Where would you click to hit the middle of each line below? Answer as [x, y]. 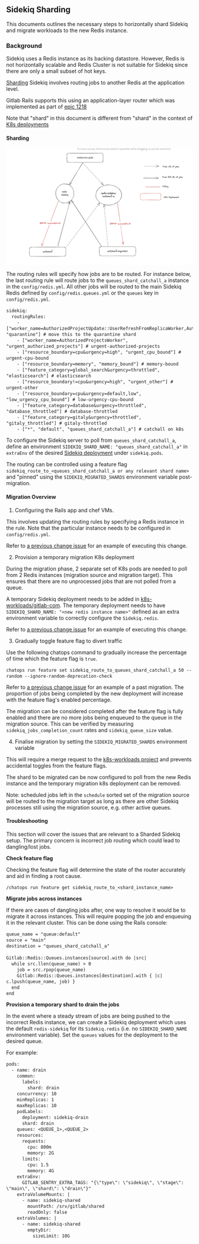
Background [24, 46]
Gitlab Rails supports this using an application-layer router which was [91, 101]
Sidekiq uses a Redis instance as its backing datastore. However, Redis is [95, 59]
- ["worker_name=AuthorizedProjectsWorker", [73, 341]
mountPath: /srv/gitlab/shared [66, 1206]
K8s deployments [28, 124]
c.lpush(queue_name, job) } [41, 982]
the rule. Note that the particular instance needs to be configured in [88, 528]
